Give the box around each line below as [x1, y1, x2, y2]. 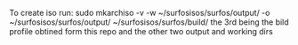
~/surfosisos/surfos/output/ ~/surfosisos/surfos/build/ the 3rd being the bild [9, 17, 289, 27]
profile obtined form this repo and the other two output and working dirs [9, 26, 273, 36]
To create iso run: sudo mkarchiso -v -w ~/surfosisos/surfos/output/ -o [9, 8, 270, 18]
